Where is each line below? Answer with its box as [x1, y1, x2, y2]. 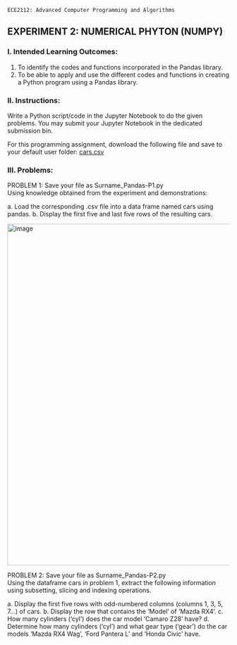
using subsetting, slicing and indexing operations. [7, 586, 152, 595]
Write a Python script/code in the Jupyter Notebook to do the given [7, 111, 203, 120]
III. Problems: [7, 165, 54, 175]
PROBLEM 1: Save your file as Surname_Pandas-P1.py [7, 181, 164, 190]
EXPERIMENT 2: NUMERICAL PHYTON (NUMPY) [7, 25, 224, 38]
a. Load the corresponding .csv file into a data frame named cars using [7, 202, 214, 211]
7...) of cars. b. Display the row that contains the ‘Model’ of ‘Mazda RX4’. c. [7, 607, 224, 616]
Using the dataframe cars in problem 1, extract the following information [7, 579, 217, 587]
